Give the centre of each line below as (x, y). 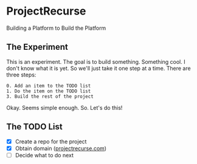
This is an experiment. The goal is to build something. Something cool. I (96, 61)
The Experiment (37, 47)
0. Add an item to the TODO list (49, 86)
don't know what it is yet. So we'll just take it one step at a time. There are (98, 68)
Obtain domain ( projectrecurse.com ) (61, 148)
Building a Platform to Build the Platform (56, 28)
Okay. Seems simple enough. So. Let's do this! (64, 108)
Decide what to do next (44, 155)
